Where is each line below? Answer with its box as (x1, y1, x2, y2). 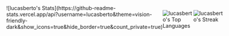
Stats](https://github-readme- (42, 5, 116, 11)
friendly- (6, 17, 28, 24)
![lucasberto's (6, 5, 41, 11)
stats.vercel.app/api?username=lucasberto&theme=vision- (6, 11, 152, 18)
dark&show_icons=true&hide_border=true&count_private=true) (6, 24, 163, 30)
